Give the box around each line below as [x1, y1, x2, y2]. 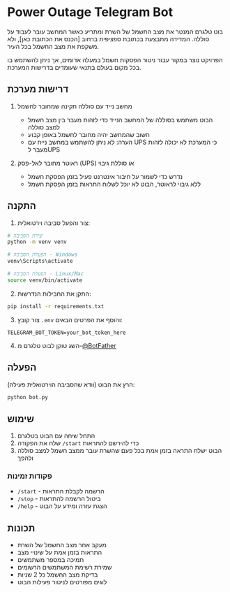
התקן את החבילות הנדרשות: [17, 289, 92, 298]
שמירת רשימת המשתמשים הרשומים [17, 563, 112, 572]
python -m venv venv [7, 238, 68, 245]
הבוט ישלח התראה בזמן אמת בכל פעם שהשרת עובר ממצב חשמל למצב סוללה [17, 447, 222, 455]
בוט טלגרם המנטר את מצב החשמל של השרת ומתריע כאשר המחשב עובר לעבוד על [7, 27, 223, 36]
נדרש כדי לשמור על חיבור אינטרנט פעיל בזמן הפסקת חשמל [27, 172, 183, 180]
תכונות [7, 522, 36, 534]
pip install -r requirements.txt [7, 303, 105, 310]
